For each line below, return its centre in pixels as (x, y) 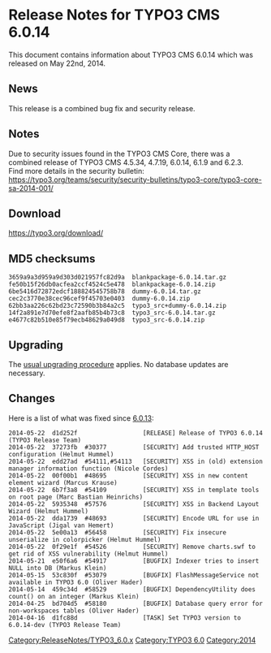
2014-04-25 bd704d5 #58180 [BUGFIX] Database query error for (136, 603)
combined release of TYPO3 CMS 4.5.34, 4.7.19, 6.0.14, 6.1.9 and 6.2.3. (126, 162)
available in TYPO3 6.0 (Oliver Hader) (76, 582)
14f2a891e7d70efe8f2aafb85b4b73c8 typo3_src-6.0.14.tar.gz (112, 313)
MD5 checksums (52, 259)
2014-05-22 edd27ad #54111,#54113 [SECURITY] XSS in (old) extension (136, 461)
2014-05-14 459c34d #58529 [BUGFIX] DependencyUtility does (132, 589)
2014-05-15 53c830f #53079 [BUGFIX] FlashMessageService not (134, 575)
